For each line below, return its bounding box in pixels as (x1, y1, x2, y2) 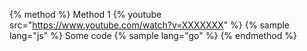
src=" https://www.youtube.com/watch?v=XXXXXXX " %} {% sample (9, 19, 291, 31)
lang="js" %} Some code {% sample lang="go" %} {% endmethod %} (9, 30, 297, 41)
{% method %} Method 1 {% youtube (9, 9, 162, 20)
